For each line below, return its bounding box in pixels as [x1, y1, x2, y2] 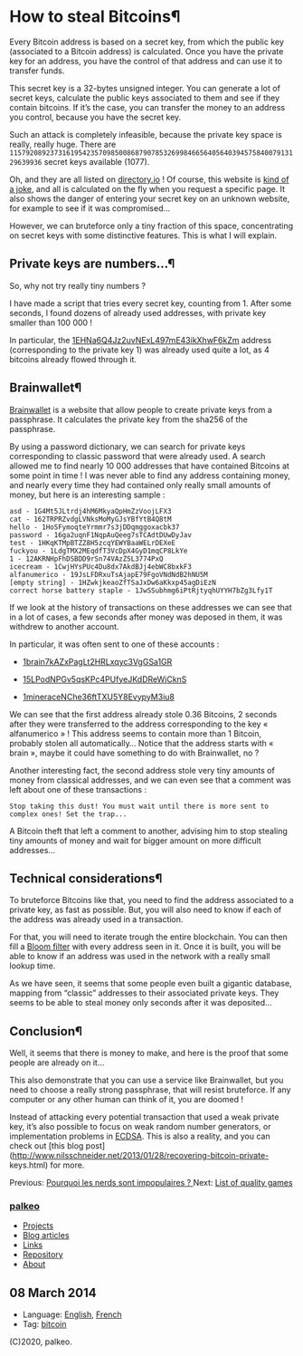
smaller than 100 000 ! [9, 317, 93, 328]
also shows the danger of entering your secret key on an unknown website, [9, 193, 290, 204]
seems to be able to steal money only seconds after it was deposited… [9, 997, 273, 1008]
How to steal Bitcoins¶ [9, 6, 181, 27]
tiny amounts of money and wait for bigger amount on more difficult [9, 835, 262, 846]
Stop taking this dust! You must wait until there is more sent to [9, 802, 270, 811]
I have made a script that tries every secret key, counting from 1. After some [9, 297, 292, 309]
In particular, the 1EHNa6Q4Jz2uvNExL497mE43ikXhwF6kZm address [9, 334, 272, 345]
